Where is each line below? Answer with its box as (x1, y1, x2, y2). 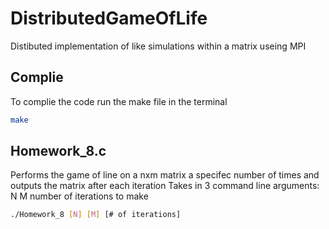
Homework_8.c (10, 143, 107, 160)
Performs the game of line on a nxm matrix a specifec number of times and (10, 169, 320, 181)
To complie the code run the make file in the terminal (10, 95, 228, 107)
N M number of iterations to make (10, 190, 149, 202)
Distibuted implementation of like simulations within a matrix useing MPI (10, 40, 307, 52)
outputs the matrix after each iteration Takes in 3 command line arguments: (10, 180, 320, 192)
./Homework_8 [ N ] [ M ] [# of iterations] (10, 210, 182, 220)
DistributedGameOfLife (10, 7, 208, 30)
